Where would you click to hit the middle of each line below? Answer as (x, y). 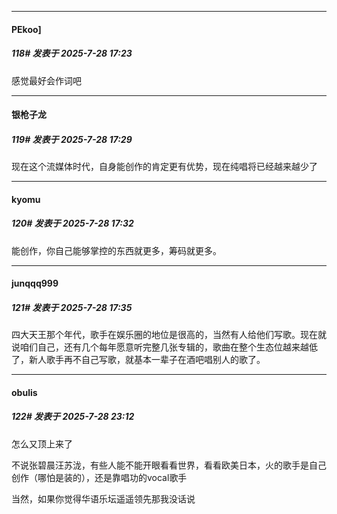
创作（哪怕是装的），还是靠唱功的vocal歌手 (99, 477)
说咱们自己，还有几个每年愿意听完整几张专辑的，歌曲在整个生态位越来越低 (164, 347)
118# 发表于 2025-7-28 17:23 (72, 53)
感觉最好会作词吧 (46, 80)
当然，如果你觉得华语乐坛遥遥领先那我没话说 (103, 498)
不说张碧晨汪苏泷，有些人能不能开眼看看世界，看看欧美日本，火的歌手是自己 (169, 465)
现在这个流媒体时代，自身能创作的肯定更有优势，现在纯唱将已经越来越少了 (164, 167)
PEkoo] (26, 29)
